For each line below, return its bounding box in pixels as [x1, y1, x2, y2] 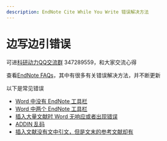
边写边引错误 [6, 37, 72, 51]
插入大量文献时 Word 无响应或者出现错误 [15, 112, 118, 120]
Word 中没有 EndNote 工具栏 [15, 97, 87, 104]
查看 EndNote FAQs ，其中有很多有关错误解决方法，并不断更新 [6, 71, 161, 79]
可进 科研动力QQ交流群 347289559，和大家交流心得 [6, 59, 137, 66]
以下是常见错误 [6, 84, 44, 92]
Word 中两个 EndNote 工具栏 [15, 105, 87, 112]
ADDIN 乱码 [15, 120, 45, 128]
